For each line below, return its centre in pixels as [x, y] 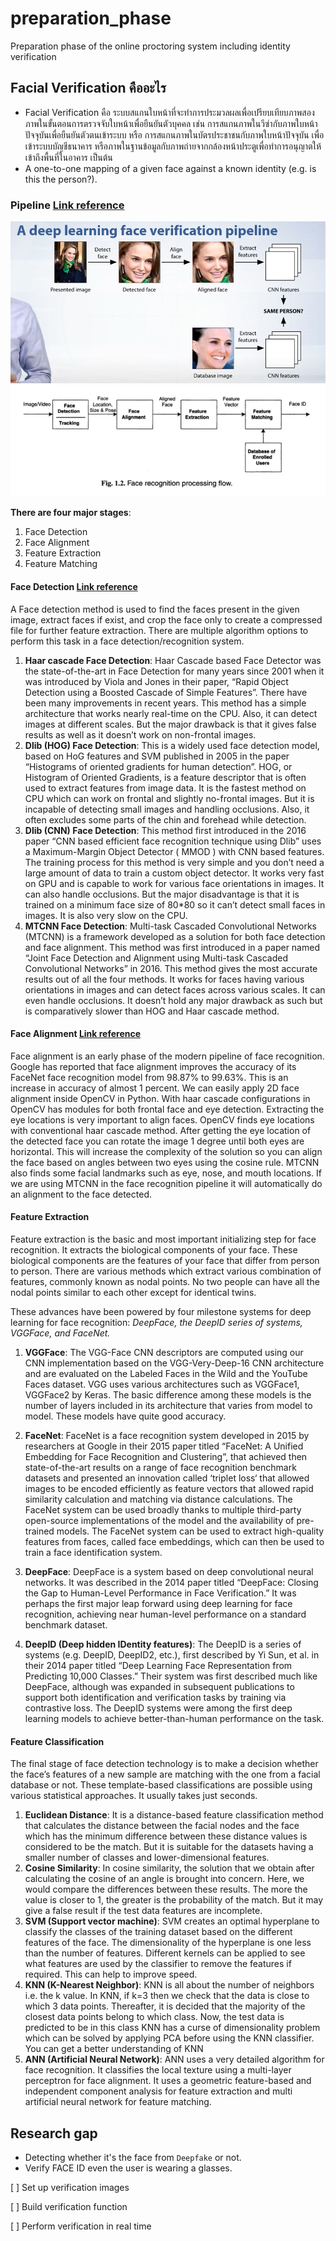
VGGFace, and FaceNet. [60, 1333]
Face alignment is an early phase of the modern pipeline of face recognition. [167, 1056]
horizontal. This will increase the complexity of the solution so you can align [166, 1151]
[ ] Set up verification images [70, 2188]
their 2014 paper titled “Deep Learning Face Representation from [158, 1666]
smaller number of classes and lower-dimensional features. [147, 1858]
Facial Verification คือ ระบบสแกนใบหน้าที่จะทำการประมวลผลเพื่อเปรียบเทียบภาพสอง [169, 112]
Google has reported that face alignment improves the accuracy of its [153, 1066]
